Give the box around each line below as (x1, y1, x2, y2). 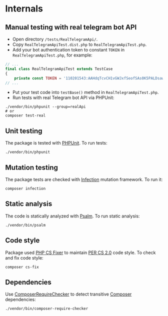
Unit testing (5, 126, 42, 135)
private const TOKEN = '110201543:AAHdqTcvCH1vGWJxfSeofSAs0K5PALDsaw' (14, 75, 166, 80)
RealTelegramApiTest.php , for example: (12, 52, 92, 58)
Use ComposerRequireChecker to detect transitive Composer (5, 291, 132, 297)
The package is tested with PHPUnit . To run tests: (5, 140, 107, 146)
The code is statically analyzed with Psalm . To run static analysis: (5, 213, 140, 219)
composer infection (5, 186, 46, 191)
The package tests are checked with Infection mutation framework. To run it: (5, 176, 163, 182)
